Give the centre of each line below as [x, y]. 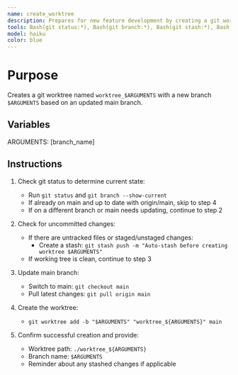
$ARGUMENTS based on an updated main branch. [75, 103]
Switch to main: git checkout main [79, 286]
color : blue [25, 40]
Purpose [33, 75]
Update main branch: [48, 272]
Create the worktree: [48, 307]
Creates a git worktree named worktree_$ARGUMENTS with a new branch [109, 95]
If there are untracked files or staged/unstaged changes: [110, 237]
